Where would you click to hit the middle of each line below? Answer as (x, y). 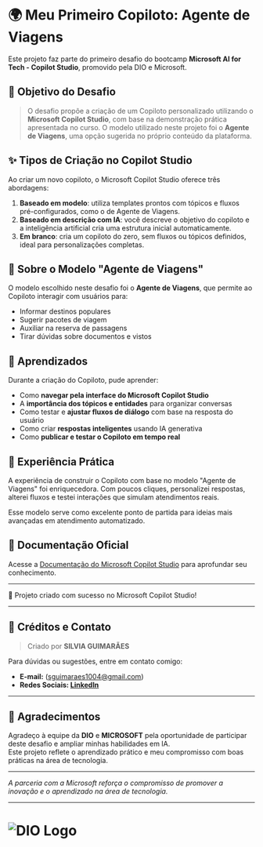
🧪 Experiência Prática (61, 462)
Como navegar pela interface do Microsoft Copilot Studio (114, 395)
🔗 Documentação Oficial (68, 545)
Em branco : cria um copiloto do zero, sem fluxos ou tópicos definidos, (133, 236)
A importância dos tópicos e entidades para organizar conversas (126, 404)
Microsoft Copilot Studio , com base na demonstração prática (127, 119)
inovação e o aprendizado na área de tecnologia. (88, 791)
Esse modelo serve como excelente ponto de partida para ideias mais (121, 512)
